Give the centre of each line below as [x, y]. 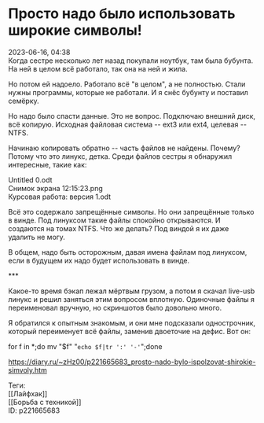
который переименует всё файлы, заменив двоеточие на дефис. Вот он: [130, 331]
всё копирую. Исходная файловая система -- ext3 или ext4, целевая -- [128, 124]
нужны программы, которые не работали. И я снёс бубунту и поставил [128, 92]
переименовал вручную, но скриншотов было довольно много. [115, 307]
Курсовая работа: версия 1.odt [60, 197]
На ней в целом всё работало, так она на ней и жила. [98, 68]
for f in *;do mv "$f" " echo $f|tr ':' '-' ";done [85, 346]
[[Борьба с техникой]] [45, 402]
